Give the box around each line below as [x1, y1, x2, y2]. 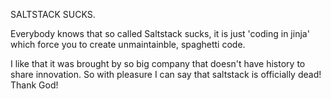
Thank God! [10, 79, 59, 91]
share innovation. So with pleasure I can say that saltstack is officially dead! [10, 69, 322, 80]
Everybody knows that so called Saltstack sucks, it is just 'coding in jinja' [10, 28, 310, 39]
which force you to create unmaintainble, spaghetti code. [10, 39, 246, 50]
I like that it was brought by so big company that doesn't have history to [10, 58, 306, 69]
